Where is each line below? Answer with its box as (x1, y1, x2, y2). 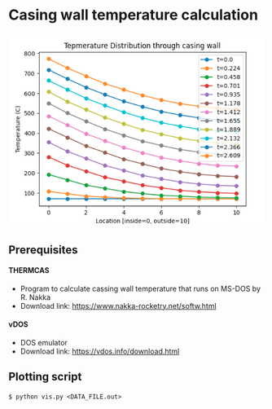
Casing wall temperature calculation (8, 6, 259, 24)
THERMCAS (8, 266, 50, 275)
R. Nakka (20, 292, 51, 302)
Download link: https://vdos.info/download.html (20, 346, 180, 356)
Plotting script (8, 370, 82, 384)
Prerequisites (8, 243, 78, 257)
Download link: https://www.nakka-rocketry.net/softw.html (20, 301, 217, 310)
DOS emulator (20, 337, 68, 347)
